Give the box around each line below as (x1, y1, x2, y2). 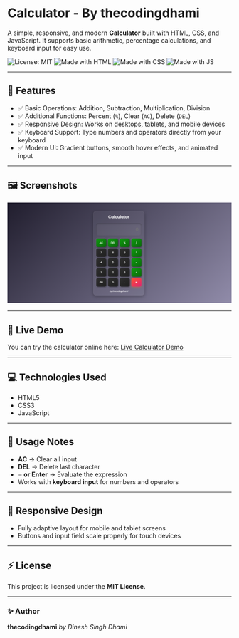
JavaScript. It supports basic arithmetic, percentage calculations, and (7, 36, 211, 44)
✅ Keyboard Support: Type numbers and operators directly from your (17, 127, 222, 136)
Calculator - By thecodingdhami (7, 5, 201, 21)
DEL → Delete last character (17, 462, 101, 471)
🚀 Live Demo (7, 324, 64, 336)
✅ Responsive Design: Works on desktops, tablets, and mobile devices (17, 120, 225, 128)
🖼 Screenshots (7, 179, 78, 192)
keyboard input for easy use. (7, 43, 92, 52)
